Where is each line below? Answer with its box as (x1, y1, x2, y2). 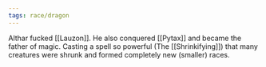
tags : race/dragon (8, 11, 69, 20)
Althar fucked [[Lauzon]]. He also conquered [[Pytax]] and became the (8, 33, 242, 43)
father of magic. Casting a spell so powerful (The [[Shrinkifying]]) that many (8, 41, 258, 51)
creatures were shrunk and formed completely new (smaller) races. (8, 50, 230, 59)
